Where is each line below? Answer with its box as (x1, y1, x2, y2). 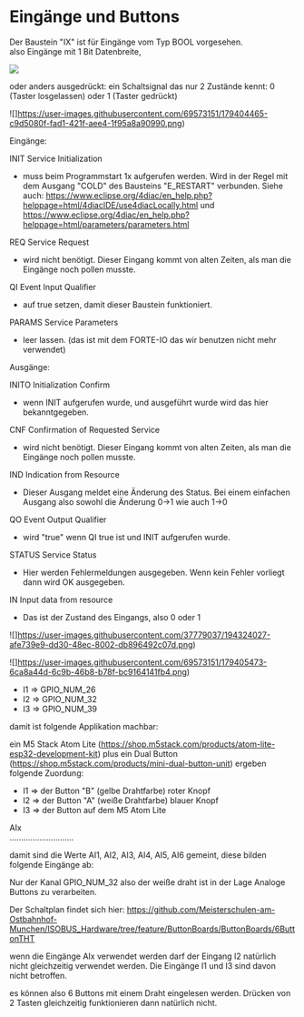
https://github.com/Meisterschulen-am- (126, 903, 276, 915)
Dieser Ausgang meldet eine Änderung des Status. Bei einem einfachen (22, 487, 290, 498)
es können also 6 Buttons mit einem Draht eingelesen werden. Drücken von (9, 987, 291, 998)
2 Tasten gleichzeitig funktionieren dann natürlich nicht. (9, 997, 218, 1008)
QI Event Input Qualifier (9, 281, 97, 292)
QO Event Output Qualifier (9, 514, 107, 525)
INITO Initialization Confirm (9, 379, 111, 390)
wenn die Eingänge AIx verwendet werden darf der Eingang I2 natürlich (9, 951, 277, 962)
